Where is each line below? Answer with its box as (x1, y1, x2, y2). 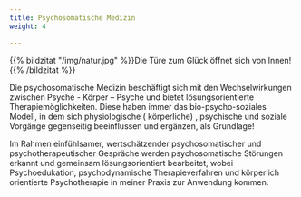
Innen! (267, 54, 292, 65)
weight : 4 (9, 22, 47, 31)
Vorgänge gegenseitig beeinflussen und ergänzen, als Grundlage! (9, 120, 255, 132)
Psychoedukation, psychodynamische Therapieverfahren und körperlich (9, 167, 279, 178)
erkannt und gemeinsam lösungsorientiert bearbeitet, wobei (9, 157, 234, 168)
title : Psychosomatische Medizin (9, 13, 136, 23)
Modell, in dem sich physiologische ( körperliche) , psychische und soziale (9, 111, 288, 122)
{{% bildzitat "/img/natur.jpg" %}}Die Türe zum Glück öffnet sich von (9, 54, 267, 65)
